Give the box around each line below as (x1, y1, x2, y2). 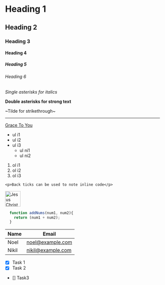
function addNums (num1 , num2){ (9, 210, 74, 215)
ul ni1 (19, 147, 30, 153)
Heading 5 (5, 61, 27, 67)
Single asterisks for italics (5, 89, 57, 95)
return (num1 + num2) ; (14, 215, 60, 220)
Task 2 (12, 265, 26, 271)
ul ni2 (19, 153, 31, 158)
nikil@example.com (26, 247, 72, 254)
